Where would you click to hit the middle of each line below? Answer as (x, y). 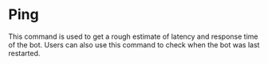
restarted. (24, 53)
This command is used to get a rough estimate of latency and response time (133, 36)
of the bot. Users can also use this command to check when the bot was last (134, 44)
